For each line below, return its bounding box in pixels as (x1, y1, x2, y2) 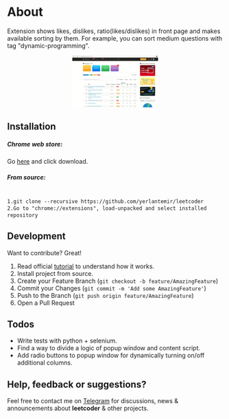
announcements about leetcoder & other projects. (7, 404, 149, 413)
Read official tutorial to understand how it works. (16, 262, 155, 270)
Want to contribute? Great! (7, 248, 82, 257)
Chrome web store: (7, 140, 63, 148)
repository (7, 211, 38, 219)
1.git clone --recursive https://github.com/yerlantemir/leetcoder (7, 197, 204, 205)
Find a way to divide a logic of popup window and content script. (16, 344, 201, 352)
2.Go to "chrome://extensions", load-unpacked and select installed (7, 204, 207, 212)
